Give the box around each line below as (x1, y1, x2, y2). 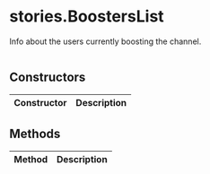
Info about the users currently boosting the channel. (9, 36, 202, 47)
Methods (9, 126, 61, 142)
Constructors (9, 70, 86, 85)
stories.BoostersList (9, 6, 164, 27)
